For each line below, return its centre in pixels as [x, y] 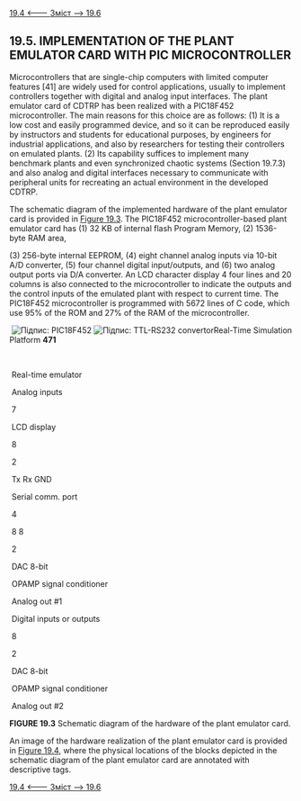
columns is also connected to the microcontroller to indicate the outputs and [150, 283]
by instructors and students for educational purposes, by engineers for [140, 134]
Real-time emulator [47, 374]
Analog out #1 [37, 601]
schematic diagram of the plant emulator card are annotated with [129, 760]
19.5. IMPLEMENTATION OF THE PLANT [122, 41]
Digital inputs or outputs [56, 618]
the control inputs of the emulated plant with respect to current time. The [144, 293]
